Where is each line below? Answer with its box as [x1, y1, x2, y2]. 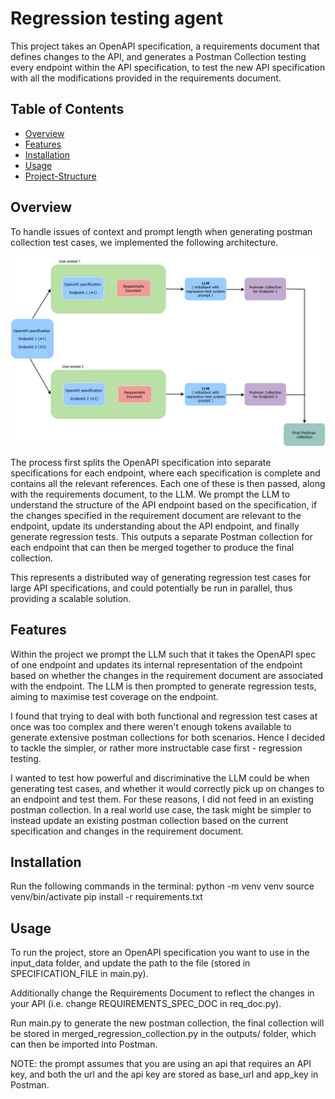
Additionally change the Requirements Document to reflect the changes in [10, 987, 315, 999]
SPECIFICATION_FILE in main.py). [10, 968, 149, 980]
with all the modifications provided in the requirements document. [10, 72, 282, 84]
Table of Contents [10, 101, 125, 118]
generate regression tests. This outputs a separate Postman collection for [10, 530, 313, 542]
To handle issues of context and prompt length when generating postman [10, 225, 313, 237]
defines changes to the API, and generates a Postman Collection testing [10, 50, 307, 62]
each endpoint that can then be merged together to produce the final [10, 541, 295, 553]
